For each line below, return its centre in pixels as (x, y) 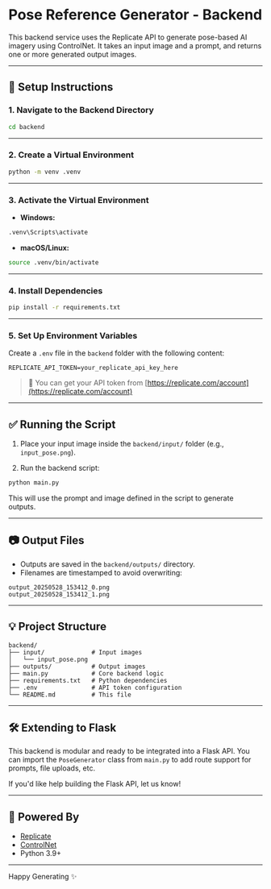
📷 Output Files (46, 540)
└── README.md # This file (70, 695)
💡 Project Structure (58, 627)
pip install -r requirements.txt (65, 308)
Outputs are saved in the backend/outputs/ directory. (108, 564)
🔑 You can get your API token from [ (88, 383)
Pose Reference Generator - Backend (135, 15)
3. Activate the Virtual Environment (79, 200)
